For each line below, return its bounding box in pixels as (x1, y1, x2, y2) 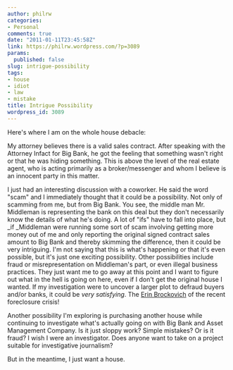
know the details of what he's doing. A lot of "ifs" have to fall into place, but (7, 215, 227, 223)
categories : (7, 17, 42, 24)
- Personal (7, 23, 39, 30)
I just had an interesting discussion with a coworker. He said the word (7, 185, 209, 194)
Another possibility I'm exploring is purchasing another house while (7, 311, 203, 319)
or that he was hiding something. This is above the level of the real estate (7, 156, 220, 165)
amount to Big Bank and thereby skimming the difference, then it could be (7, 238, 222, 246)
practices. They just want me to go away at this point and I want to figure (7, 267, 219, 276)
